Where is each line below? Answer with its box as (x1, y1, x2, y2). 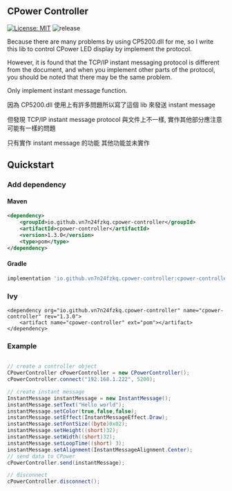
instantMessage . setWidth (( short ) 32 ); (7, 434, 116, 440)
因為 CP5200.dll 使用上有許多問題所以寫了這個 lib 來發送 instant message (7, 100, 215, 109)
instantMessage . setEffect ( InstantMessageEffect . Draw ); (7, 414, 168, 421)
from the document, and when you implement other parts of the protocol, (7, 65, 215, 73)
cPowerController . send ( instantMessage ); (7, 459, 126, 466)
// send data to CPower (7, 453, 76, 460)
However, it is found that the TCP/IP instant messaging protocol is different (7, 58, 220, 66)
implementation (7, 275, 51, 282)
